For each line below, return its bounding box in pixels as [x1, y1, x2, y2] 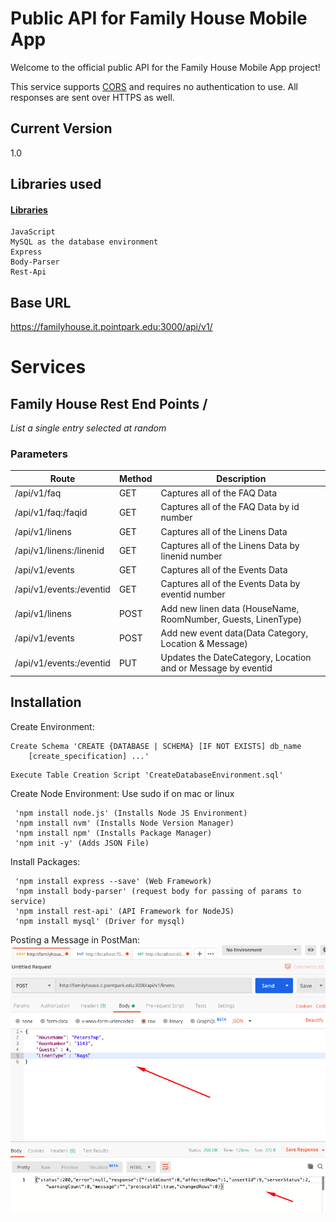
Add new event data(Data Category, [160, 627, 309, 639]
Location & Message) [160, 637, 248, 649]
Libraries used [10, 176, 102, 193]
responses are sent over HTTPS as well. [10, 91, 175, 103]
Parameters [10, 447, 68, 461]
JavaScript [10, 227, 56, 237]
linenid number [160, 550, 223, 562]
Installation [10, 694, 82, 711]
